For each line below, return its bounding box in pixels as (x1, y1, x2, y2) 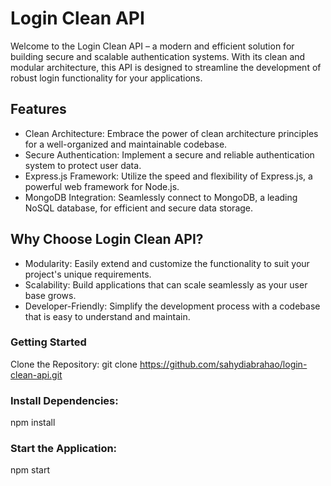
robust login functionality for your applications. (10, 72, 203, 84)
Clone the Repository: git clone (10, 358, 138, 370)
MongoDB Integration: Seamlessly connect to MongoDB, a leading (24, 191, 298, 203)
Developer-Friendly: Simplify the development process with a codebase (24, 300, 321, 312)
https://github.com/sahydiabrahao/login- (139, 358, 308, 370)
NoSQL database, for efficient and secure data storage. (24, 202, 254, 214)
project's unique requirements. (24, 268, 152, 280)
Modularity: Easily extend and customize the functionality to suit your (24, 257, 310, 269)
